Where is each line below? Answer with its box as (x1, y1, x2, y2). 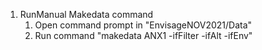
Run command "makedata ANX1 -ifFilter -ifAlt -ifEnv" (34, 30, 253, 41)
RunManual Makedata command (19, 9, 154, 20)
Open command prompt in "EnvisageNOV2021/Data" (34, 19, 253, 31)
